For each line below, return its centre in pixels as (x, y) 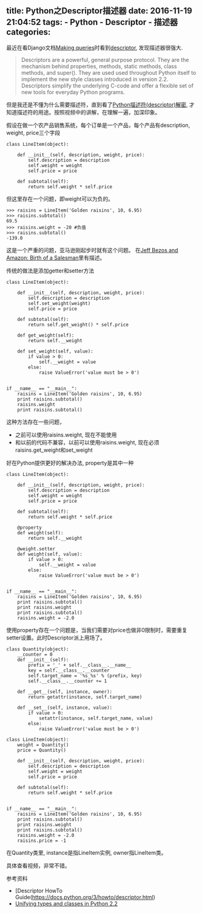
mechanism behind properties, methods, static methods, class (99, 66)
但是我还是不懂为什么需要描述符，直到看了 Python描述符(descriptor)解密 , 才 (101, 105)
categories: (29, 32)
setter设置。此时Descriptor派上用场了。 (56, 638)
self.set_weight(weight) (59, 303)
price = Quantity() (42, 750)
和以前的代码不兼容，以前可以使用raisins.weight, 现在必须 (87, 442)
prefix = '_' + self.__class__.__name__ (80, 665)
